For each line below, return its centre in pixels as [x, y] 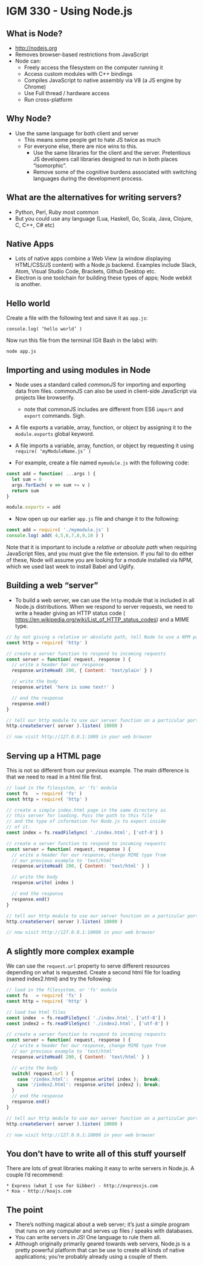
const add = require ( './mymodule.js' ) [58, 530]
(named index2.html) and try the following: [59, 979]
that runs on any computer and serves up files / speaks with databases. [104, 1231]
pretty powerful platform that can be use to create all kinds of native [100, 1250]
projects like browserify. [45, 398]
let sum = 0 [27, 479]
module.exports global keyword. [55, 434]
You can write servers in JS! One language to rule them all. [88, 1237]
